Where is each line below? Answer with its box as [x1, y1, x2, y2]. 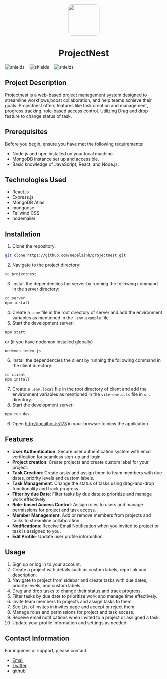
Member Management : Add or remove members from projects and [12, 512, 151, 518]
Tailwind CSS [12, 210, 40, 216]
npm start [5, 329, 26, 335]
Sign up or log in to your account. [12, 561, 81, 567]
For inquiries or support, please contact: [5, 647, 88, 653]
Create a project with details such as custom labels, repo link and [12, 566, 147, 572]
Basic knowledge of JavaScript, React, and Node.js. [12, 161, 119, 167]
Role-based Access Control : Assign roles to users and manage [12, 501, 143, 507]
